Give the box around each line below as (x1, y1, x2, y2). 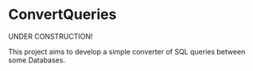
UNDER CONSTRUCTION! (8, 32, 93, 41)
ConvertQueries (8, 6, 117, 24)
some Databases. (8, 55, 66, 65)
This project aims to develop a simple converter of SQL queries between (8, 47, 246, 56)
